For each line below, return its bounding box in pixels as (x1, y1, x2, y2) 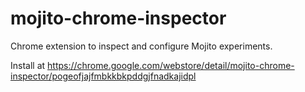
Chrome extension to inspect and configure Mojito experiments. (10, 40, 273, 52)
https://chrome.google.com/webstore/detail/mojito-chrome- (47, 59, 295, 71)
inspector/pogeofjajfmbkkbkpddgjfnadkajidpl (10, 70, 197, 82)
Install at (10, 59, 46, 71)
